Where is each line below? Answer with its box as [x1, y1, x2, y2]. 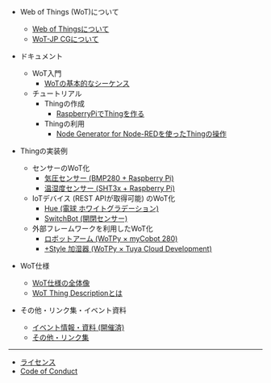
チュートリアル [31, 89, 82, 98]
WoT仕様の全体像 [31, 278, 90, 288]
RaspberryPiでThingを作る [56, 109, 145, 119]
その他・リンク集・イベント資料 [19, 306, 127, 314]
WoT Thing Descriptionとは [31, 289, 123, 298]
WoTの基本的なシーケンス [44, 79, 131, 88]
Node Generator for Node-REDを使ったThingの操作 [56, 129, 227, 139]
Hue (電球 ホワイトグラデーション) [44, 204, 160, 213]
